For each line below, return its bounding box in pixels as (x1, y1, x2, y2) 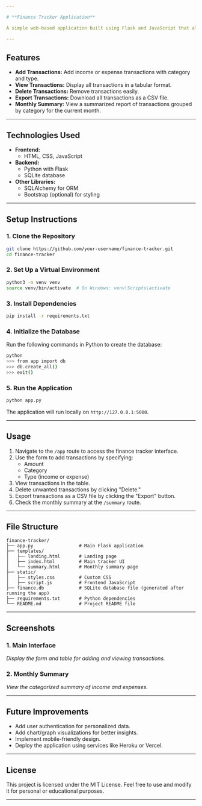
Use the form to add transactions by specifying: (14, 453, 133, 461)
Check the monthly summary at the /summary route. (14, 499, 141, 506)
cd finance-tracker (6, 251, 55, 257)
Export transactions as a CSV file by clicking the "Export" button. (14, 492, 176, 499)
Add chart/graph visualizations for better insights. (14, 729, 138, 736)
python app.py (6, 397, 42, 403)
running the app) (6, 590, 50, 597)
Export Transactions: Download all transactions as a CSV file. (14, 94, 170, 101)
